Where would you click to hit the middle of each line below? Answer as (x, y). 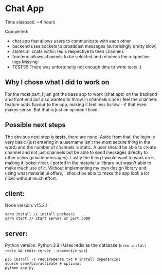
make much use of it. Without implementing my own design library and (76, 168)
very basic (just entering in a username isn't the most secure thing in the (78, 142)
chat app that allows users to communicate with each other (72, 41)
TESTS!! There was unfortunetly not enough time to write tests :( (77, 67)
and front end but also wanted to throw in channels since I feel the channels (81, 99)
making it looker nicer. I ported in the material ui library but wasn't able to (78, 163)
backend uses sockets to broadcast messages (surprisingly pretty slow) (84, 46)
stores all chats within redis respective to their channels (68, 51)
